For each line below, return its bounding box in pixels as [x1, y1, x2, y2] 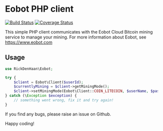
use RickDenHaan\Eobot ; [5, 66, 53, 71]
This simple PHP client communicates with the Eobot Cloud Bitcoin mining [5, 29, 153, 35]
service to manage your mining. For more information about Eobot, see [5, 34, 147, 40]
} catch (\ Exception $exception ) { [5, 94, 77, 98]
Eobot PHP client [5, 3, 74, 15]
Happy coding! [5, 120, 35, 126]
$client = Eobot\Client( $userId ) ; [14, 79, 83, 85]
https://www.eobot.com [5, 39, 52, 45]
